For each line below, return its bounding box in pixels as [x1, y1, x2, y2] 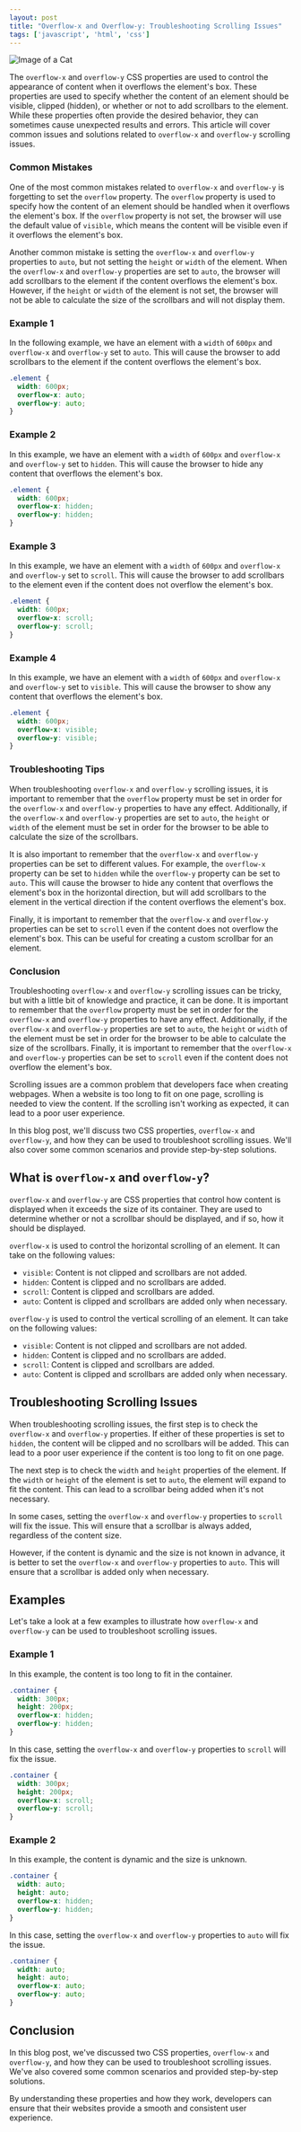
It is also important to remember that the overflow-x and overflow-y [9, 848, 259, 859]
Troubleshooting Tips [9, 763, 106, 775]
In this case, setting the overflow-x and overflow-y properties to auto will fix [9, 1929, 289, 1941]
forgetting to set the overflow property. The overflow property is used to [9, 190, 276, 202]
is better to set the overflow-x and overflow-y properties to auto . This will [9, 1556, 280, 1568]
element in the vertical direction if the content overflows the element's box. [9, 896, 287, 907]
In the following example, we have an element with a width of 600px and [9, 337, 273, 348]
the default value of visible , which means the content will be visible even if [9, 219, 288, 230]
